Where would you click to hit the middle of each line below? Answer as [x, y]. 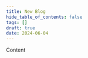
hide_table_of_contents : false [44, 17]
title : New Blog [26, 11]
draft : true [21, 28]
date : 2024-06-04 [27, 33]
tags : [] [17, 22]
